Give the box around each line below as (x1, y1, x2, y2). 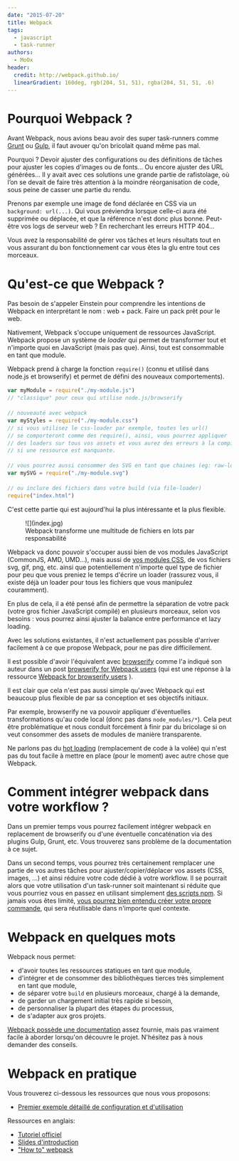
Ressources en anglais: (7, 1117, 76, 1125)
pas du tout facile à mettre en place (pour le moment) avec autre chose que (7, 751, 229, 760)
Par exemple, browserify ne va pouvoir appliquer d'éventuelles (7, 707, 191, 716)
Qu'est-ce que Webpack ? (7, 276, 165, 292)
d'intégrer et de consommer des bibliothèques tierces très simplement (17, 974, 224, 982)
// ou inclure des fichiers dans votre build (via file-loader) (7, 484, 202, 492)
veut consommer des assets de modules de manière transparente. (7, 730, 202, 738)
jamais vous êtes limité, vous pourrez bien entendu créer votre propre (7, 896, 212, 905)
